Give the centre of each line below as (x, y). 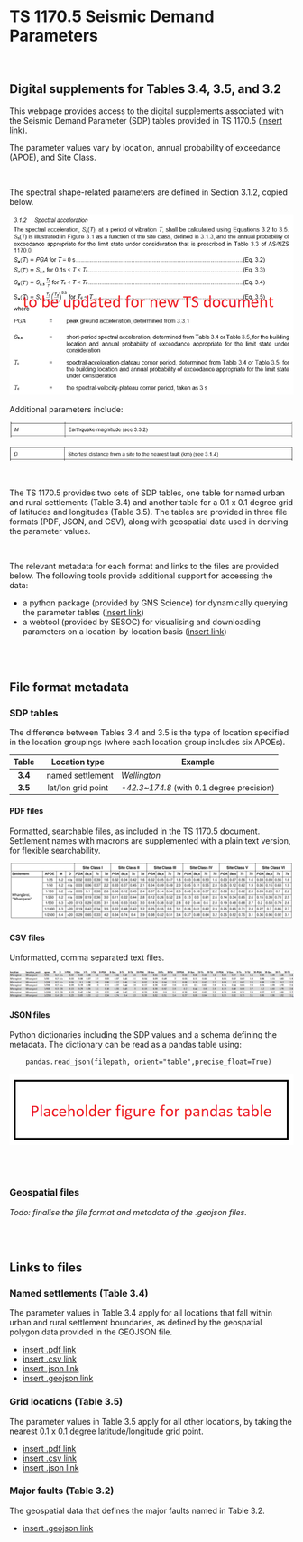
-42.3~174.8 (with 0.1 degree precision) (198, 788)
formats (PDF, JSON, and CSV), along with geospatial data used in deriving (149, 522)
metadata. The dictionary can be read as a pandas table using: (125, 1045)
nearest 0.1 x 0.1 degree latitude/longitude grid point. (107, 1431)
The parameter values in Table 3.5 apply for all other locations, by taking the (151, 1421)
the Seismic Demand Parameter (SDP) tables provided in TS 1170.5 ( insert (146, 120)
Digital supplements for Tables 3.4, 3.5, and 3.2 (145, 89)
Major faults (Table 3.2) (62, 1491)
